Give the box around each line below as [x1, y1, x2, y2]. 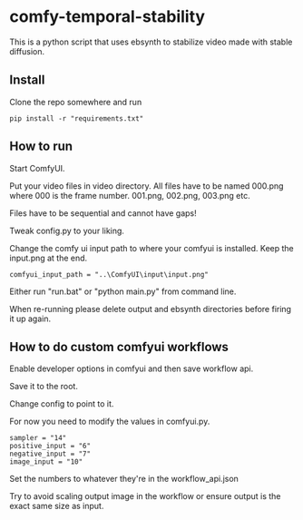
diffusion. [9, 45, 45, 56]
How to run [9, 139, 73, 154]
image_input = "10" [9, 457, 83, 466]
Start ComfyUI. [9, 162, 65, 173]
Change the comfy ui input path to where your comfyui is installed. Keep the [9, 242, 294, 253]
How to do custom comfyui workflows [9, 338, 230, 355]
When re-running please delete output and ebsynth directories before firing [9, 303, 292, 314]
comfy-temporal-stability [9, 6, 206, 27]
